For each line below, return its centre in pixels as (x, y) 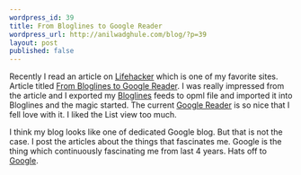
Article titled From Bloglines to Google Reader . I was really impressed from (147, 86)
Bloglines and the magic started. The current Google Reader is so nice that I (150, 105)
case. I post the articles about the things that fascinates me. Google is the (146, 142)
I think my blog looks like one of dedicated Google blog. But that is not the (146, 132)
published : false (42, 51)
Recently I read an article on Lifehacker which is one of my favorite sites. (144, 76)
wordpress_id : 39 (42, 17)
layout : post (34, 43)
